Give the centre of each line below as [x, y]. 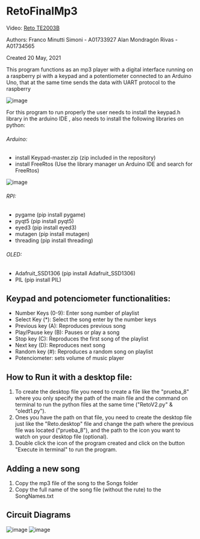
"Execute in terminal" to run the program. [66, 449]
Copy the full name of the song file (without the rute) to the [88, 489]
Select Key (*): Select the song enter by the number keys [86, 319]
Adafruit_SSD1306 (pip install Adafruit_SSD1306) [75, 273]
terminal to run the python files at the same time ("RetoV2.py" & [94, 405]
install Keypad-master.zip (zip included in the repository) [85, 158]
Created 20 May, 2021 [34, 57]
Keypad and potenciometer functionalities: [89, 299]
